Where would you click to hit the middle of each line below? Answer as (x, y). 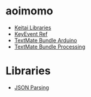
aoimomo (29, 11)
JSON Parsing (31, 87)
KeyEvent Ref (31, 34)
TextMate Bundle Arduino (45, 40)
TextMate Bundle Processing (50, 47)
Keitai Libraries (33, 28)
